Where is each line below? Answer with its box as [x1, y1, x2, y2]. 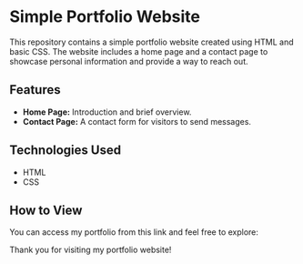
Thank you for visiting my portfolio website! [9, 244, 172, 256]
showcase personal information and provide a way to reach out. [9, 56, 248, 66]
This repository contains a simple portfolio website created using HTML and [9, 36, 294, 47]
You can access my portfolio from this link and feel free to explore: [9, 227, 259, 238]
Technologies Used [9, 143, 121, 158]
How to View [9, 202, 83, 218]
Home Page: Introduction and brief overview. [22, 107, 192, 117]
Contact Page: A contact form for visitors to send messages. [22, 116, 252, 127]
